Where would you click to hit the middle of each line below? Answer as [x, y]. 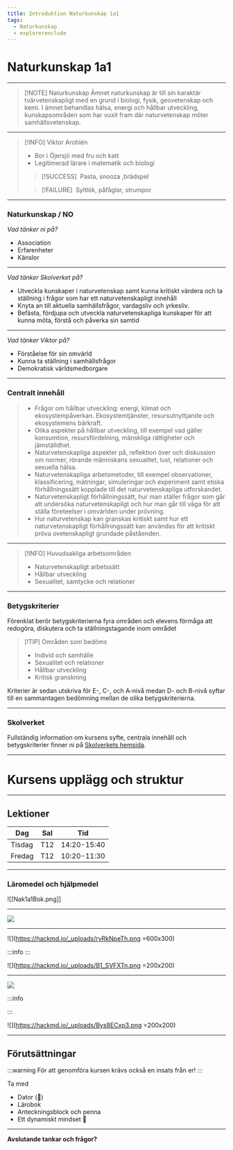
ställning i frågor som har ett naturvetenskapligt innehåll [97, 298]
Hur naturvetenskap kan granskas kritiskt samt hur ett [111, 519]
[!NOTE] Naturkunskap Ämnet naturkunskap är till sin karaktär [112, 93]
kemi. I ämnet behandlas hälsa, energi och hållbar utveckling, [111, 107]
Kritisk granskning [60, 677]
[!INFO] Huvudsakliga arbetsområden [78, 553]
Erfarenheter [35, 250]
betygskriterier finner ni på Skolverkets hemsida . [77, 745]
